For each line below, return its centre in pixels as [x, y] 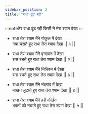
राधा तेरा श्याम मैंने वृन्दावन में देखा [38, 54]
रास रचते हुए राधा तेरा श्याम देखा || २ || [43, 59]
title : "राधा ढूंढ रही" [24, 14]
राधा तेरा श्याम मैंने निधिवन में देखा [38, 69]
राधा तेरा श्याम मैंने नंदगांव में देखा [37, 84]
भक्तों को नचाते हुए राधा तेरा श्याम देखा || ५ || [48, 105]
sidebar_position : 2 [26, 10]
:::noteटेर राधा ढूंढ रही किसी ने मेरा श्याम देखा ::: [44, 28]
